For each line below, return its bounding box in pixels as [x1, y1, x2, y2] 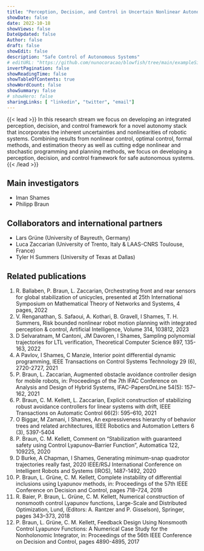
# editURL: [7, 59, 35, 65]
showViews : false [7, 25, 51, 32]
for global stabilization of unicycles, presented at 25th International [15, 294, 183, 301]
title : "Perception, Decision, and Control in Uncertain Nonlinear [7, 8, 181, 15]
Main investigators [7, 178, 79, 188]
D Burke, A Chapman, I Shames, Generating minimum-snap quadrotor [15, 455, 190, 462]
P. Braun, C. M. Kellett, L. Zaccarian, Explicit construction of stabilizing [15, 397, 191, 404]
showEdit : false [7, 48, 48, 54]
